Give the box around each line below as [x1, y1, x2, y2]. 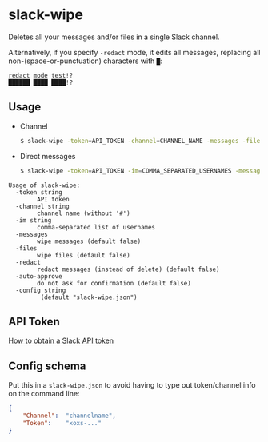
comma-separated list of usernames [37, 223, 156, 231]
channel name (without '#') [37, 209, 130, 217]
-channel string [15, 202, 70, 210]
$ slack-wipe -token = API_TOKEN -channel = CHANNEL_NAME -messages [19, 137, 239, 145]
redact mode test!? [8, 71, 74, 79]
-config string [15, 286, 66, 294]
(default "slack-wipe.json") [40, 293, 138, 301]
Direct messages [19, 151, 76, 161]
